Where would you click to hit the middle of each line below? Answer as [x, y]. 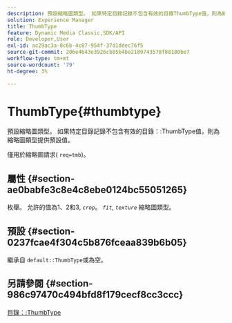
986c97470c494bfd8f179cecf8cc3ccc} [95, 295]
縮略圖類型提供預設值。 [40, 140]
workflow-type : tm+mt [38, 59]
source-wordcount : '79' [41, 65]
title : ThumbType [32, 26]
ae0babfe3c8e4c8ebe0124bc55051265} [97, 189]
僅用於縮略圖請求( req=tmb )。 [48, 155]
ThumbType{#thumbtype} [85, 111]
